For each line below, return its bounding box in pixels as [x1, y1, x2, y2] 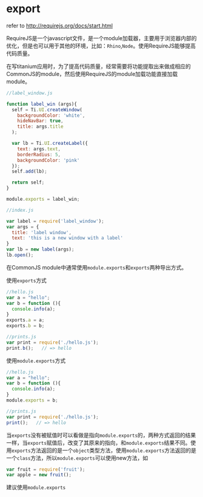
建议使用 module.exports [6, 484, 66, 491]
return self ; [12, 179, 45, 186]
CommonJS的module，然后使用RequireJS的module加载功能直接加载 [6, 70, 178, 77]
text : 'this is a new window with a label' [12, 235, 123, 242]
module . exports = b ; [6, 397, 59, 403]
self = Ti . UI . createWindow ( [12, 106, 83, 113]
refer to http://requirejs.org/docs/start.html [6, 22, 113, 29]
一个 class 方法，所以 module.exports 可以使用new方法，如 [6, 454, 148, 461]
